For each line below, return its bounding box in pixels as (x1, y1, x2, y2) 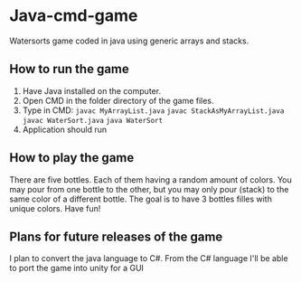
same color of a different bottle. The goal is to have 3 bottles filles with (9, 193, 273, 204)
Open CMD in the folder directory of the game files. (22, 95, 214, 106)
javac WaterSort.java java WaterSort (22, 116, 164, 125)
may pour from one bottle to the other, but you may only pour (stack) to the (9, 183, 289, 194)
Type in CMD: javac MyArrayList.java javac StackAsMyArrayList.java (22, 105, 285, 116)
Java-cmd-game (9, 5, 138, 26)
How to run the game (9, 61, 129, 77)
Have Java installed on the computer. (22, 85, 161, 96)
